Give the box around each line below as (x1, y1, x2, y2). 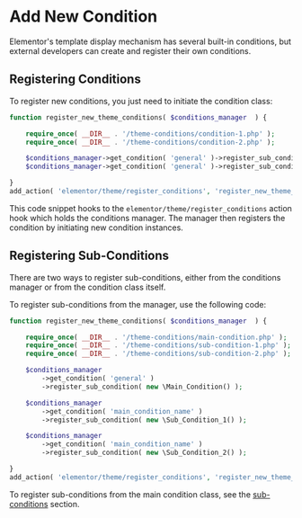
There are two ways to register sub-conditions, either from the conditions (9, 272, 281, 282)
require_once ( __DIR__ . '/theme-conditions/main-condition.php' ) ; (25, 333, 288, 342)
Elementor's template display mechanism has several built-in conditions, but (9, 36, 292, 47)
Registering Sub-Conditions (9, 248, 169, 263)
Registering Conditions (9, 72, 141, 87)
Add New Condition (9, 6, 158, 27)
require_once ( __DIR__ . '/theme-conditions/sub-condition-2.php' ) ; (25, 349, 292, 359)
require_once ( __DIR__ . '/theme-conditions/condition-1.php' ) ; (25, 129, 276, 138)
